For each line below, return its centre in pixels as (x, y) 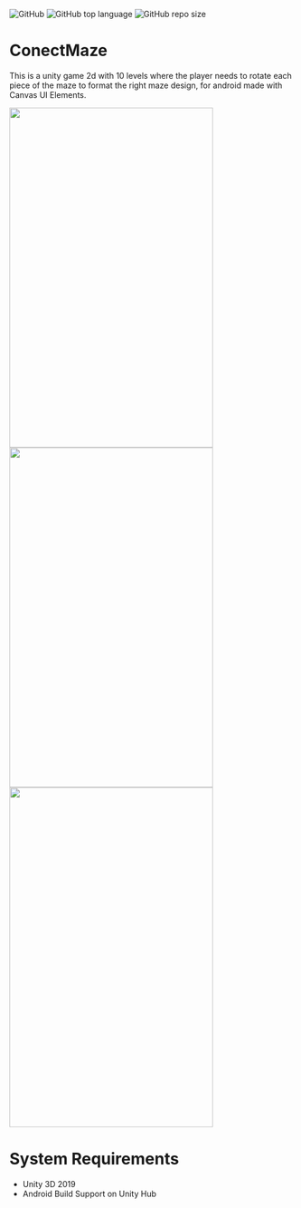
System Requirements (94, 1159)
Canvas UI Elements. (48, 94)
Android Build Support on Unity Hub (89, 1194)
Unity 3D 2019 (49, 1184)
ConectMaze (59, 51)
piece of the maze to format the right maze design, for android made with (146, 85)
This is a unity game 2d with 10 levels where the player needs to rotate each (150, 75)
